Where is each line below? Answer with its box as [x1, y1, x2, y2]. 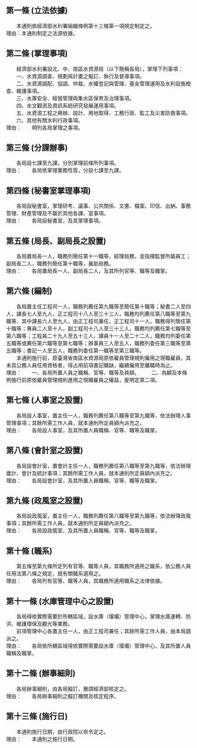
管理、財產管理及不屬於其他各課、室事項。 [6, 210, 109, 217]
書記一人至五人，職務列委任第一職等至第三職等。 [26, 347, 145, 354]
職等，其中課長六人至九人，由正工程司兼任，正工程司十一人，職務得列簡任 [6, 317, 186, 324]
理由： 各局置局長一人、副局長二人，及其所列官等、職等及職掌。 [6, 267, 171, 274]
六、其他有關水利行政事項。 [16, 116, 83, 123]
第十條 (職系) [6, 546, 53, 556]
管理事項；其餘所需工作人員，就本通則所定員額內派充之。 [6, 419, 145, 426]
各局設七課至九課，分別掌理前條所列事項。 [16, 159, 119, 166]
